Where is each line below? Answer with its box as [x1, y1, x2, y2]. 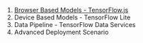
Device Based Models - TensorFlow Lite [13, 13, 131, 21]
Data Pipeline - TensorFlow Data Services [13, 21, 136, 28]
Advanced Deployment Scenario [13, 28, 109, 36]
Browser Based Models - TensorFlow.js [13, 6, 129, 14]
